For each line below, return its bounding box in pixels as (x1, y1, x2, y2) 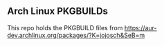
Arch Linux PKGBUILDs (7, 5, 109, 17)
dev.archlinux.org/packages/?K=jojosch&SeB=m (7, 31, 145, 39)
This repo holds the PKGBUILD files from (7, 23, 123, 32)
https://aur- (124, 23, 157, 32)
